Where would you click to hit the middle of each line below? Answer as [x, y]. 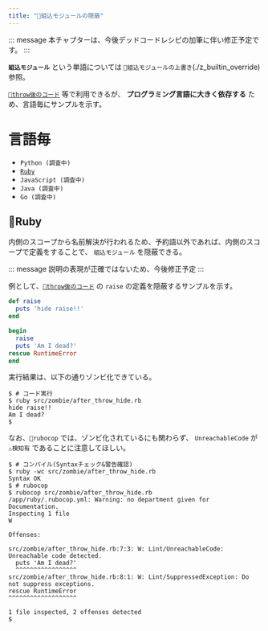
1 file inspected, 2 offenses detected [75, 613]
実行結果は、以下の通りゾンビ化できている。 [82, 377]
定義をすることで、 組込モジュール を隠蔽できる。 [108, 252]
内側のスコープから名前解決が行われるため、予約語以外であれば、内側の [128, 242]
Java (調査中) [42, 188]
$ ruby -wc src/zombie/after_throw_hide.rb [82, 472]
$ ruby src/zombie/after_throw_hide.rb [75, 401]
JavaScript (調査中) [53, 180]
